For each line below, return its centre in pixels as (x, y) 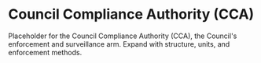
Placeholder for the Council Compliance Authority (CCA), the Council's (123, 36)
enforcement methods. (45, 52)
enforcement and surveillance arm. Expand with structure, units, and (119, 44)
